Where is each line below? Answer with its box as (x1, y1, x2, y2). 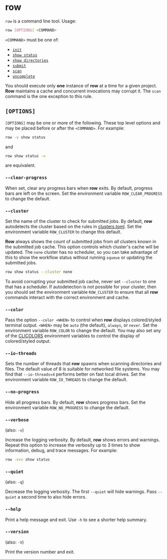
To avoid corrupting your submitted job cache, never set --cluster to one (5, 278, 156, 284)
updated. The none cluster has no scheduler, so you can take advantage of (5, 249, 158, 255)
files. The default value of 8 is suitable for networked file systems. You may (5, 366, 160, 372)
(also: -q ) (5, 479, 24, 485)
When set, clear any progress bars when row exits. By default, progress (5, 185, 153, 191)
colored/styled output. (5, 338, 51, 344)
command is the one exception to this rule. (5, 93, 93, 99)
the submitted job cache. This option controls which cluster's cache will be (5, 244, 159, 250)
